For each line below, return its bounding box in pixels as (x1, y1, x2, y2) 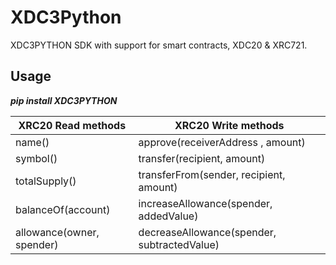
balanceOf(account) (15, 202, 111, 216)
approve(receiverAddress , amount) (138, 135, 306, 149)
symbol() (15, 151, 58, 165)
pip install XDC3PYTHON (10, 94, 118, 106)
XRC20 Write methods (174, 118, 285, 132)
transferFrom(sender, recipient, (138, 167, 286, 181)
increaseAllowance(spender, (138, 196, 273, 210)
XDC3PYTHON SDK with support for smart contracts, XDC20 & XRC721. (10, 39, 308, 51)
